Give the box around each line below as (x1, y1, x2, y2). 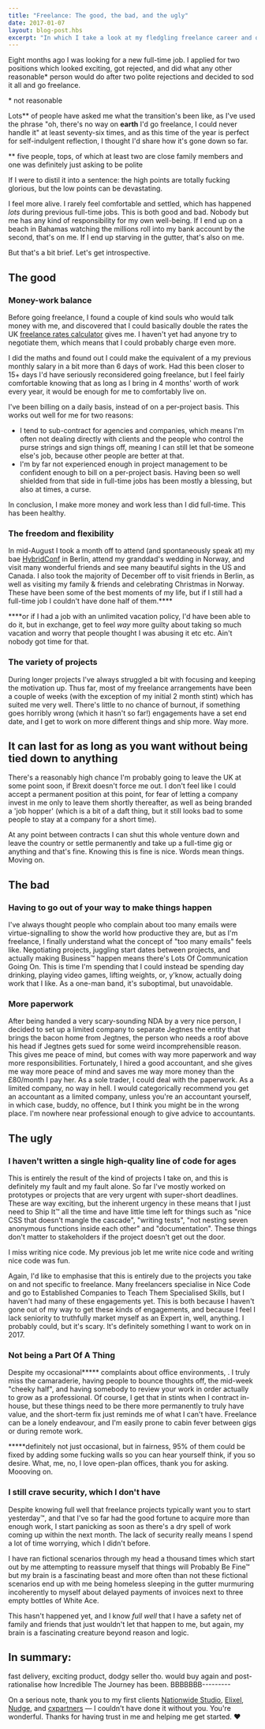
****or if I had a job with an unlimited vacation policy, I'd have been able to (8, 612, 251, 621)
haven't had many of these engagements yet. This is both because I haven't (8, 1297, 255, 1306)
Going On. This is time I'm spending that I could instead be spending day (8, 962, 244, 972)
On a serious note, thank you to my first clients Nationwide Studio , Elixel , (8, 1695, 244, 1704)
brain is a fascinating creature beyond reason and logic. (8, 1628, 189, 1637)
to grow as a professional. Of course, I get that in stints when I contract (8, 1393, 239, 1402)
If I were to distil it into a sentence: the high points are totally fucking (8, 176, 230, 185)
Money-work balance (8, 294, 92, 305)
